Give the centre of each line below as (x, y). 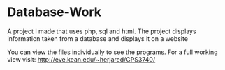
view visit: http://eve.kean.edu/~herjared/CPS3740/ (81, 59)
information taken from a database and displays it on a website (98, 38)
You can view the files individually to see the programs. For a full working (112, 52)
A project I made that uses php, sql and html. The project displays (102, 31)
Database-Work (55, 12)
